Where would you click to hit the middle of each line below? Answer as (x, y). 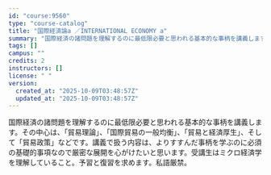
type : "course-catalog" (48, 23)
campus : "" (27, 53)
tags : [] (23, 46)
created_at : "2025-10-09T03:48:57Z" (77, 91)
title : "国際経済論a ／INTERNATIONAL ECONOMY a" (88, 31)
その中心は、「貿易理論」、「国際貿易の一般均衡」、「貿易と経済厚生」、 (135, 132)
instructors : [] (35, 69)
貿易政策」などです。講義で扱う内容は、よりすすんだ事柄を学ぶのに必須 (142, 143)
